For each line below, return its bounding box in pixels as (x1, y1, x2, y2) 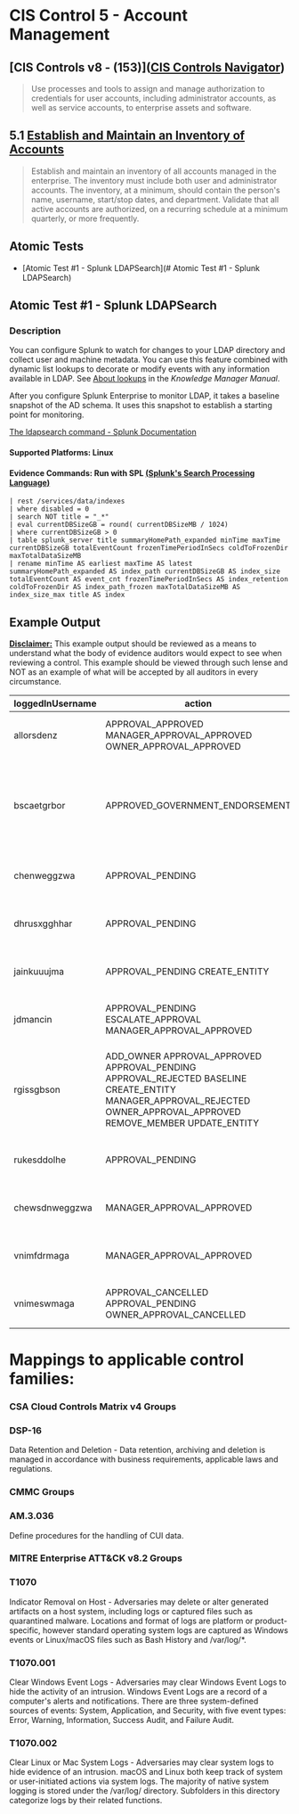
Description (9, 324, 61, 337)
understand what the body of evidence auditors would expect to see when (9, 647, 283, 658)
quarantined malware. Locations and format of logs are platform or (9, 1615, 254, 1626)
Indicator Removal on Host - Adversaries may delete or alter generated (9, 1596, 269, 1607)
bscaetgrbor (13, 799, 66, 811)
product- (255, 1615, 287, 1626)
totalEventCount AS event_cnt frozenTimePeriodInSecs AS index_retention (9, 575, 289, 584)
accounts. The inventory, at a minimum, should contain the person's (30, 185, 280, 195)
